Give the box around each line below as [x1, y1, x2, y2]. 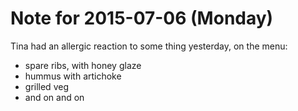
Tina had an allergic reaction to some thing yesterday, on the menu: [10, 40, 288, 52]
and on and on [24, 91, 85, 103]
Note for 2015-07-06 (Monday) [10, 7, 274, 30]
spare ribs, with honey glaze [24, 59, 142, 71]
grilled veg [24, 80, 69, 92]
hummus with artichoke [24, 70, 122, 82]
